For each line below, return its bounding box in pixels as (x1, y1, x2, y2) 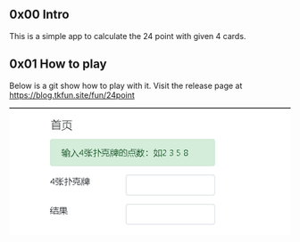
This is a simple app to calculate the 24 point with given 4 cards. (9, 30, 246, 41)
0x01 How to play (9, 57, 107, 72)
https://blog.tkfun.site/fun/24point (9, 89, 136, 101)
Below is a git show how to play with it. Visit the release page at (9, 80, 243, 91)
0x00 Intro (9, 7, 70, 22)
